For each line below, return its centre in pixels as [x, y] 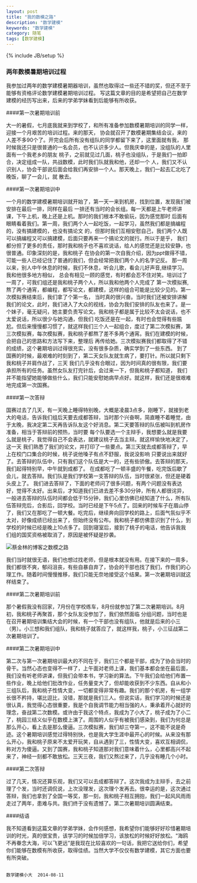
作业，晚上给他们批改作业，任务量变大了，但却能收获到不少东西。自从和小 [101, 683]
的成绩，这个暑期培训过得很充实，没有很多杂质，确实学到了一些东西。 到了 [97, 348]
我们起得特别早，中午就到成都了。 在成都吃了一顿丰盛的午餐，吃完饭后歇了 [97, 469]
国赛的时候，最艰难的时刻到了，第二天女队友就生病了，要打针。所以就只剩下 [98, 356]
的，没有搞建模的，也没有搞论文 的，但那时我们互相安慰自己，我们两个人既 [97, 231]
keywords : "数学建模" [31, 28]
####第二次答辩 [26, 769]
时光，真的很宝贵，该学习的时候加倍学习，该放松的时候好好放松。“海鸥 [102, 836]
